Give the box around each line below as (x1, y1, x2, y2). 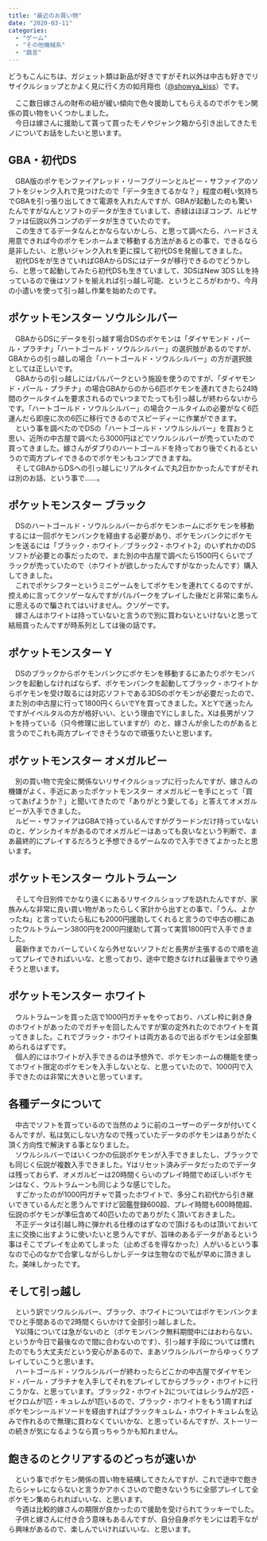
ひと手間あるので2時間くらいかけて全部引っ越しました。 (14, 1317, 201, 1327)
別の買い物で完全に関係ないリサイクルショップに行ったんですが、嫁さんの (14, 776, 258, 786)
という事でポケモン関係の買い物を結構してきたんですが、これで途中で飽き (14, 1475, 258, 1485)
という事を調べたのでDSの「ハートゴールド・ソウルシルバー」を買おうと (14, 423, 255, 433)
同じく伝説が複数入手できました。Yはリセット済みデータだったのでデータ (14, 1159, 257, 1169)
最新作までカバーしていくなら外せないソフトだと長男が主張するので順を (14, 944, 252, 953)
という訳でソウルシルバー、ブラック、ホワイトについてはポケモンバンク (14, 1307, 252, 1317)
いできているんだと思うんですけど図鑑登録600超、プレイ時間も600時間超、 (8, 1199, 257, 1209)
